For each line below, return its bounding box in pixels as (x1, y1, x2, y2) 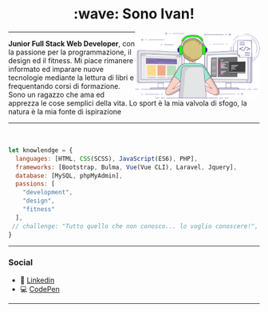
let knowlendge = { (8, 146, 73, 154)
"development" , (22, 189, 73, 197)
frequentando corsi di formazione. (8, 81, 121, 90)
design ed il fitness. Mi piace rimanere (8, 55, 134, 65)
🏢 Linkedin (19, 275, 55, 285)
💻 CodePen (19, 284, 60, 294)
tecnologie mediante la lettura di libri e (8, 73, 134, 82)
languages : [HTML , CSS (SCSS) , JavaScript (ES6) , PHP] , (15, 154, 198, 162)
